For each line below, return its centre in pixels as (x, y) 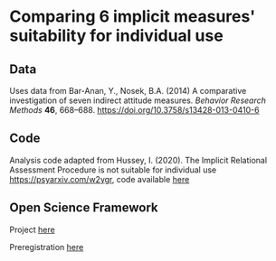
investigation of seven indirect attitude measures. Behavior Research (138, 100)
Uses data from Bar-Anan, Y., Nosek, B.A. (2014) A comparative (128, 91)
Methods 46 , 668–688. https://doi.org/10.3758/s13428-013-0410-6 (134, 110)
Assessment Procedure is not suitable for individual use (113, 170)
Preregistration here (47, 247)
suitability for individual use (116, 36)
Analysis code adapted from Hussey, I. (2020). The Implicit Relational (138, 160)
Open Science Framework (84, 208)
